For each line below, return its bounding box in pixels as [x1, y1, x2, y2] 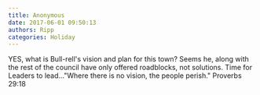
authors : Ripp [8, 26, 55, 33]
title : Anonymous [8, 11, 65, 19]
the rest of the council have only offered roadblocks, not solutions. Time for [8, 63, 253, 72]
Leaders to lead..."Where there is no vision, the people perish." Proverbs [8, 71, 242, 80]
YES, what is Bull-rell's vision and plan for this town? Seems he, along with [8, 55, 249, 64]
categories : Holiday [8, 33, 76, 41]
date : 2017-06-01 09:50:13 [8, 19, 97, 26]
